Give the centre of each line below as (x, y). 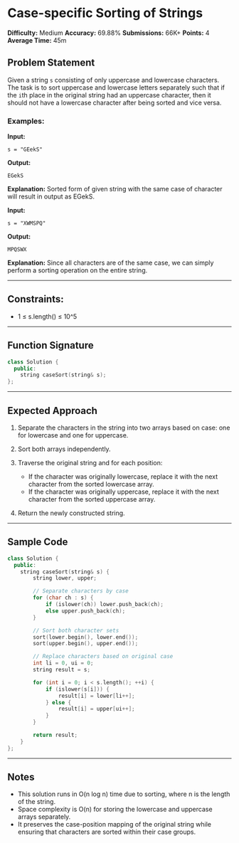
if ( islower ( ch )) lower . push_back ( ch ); (104, 605)
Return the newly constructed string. (71, 513)
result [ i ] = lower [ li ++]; (96, 696)
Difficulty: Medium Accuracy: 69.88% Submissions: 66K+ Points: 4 (108, 33)
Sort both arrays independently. (64, 449)
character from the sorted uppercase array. (92, 499)
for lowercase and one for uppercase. (73, 435)
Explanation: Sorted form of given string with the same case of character (115, 189)
